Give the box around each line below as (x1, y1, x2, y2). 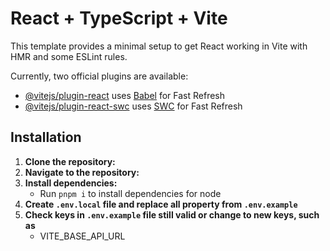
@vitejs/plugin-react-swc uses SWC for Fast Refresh (24, 100, 243, 112)
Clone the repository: (24, 155, 116, 167)
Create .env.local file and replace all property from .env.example (24, 198, 298, 210)
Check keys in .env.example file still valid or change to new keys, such (24, 208, 320, 221)
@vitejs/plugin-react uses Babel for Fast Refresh (24, 89, 226, 101)
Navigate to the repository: (24, 166, 140, 178)
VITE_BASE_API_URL (39, 230, 126, 242)
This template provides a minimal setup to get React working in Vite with (10, 40, 308, 52)
